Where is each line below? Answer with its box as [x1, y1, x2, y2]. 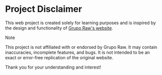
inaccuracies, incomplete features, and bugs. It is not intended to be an [5, 49, 150, 55]
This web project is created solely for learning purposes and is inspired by [5, 20, 156, 26]
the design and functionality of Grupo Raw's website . [5, 25, 114, 31]
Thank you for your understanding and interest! [5, 64, 101, 70]
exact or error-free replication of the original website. [5, 54, 114, 60]
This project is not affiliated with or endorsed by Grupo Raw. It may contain [5, 44, 158, 50]
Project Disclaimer [5, 3, 82, 15]
